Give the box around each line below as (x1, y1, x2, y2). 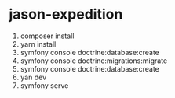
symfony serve (20, 80, 69, 90)
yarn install (20, 39, 57, 48)
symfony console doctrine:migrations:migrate (20, 56, 168, 65)
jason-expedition (9, 5, 123, 23)
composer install (20, 31, 75, 40)
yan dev (20, 72, 46, 82)
